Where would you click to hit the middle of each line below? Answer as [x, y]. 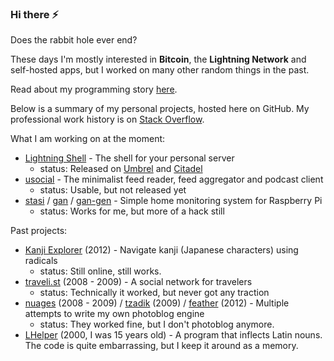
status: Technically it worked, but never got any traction [154, 293]
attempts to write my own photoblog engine [114, 314]
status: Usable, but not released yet [113, 190]
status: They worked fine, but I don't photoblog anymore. [157, 324]
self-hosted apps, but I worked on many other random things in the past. [160, 70]
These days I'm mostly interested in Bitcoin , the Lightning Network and [158, 59]
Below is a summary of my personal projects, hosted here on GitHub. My [160, 109]
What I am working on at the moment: [88, 139]
